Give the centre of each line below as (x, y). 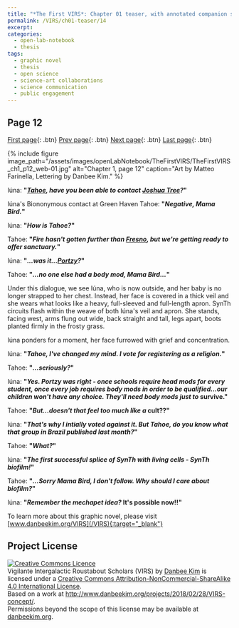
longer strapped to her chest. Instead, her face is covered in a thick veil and (118, 295)
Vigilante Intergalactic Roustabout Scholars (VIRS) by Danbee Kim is (107, 571)
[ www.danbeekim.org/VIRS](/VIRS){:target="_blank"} (85, 523)
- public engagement (44, 93)
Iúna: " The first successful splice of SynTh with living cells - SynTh (108, 459)
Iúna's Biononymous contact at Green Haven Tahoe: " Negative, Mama (111, 203)
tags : (15, 54)
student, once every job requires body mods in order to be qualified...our (117, 389)
